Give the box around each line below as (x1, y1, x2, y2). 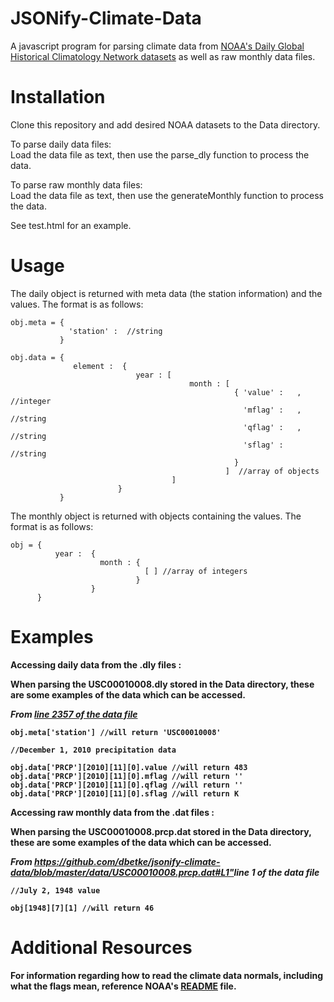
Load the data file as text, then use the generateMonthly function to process (10, 189, 324, 201)
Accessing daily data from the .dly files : (10, 658, 182, 671)
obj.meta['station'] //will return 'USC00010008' (10, 727, 222, 737)
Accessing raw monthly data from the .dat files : (10, 806, 215, 818)
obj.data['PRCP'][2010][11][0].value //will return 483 (10, 762, 248, 772)
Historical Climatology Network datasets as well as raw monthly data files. (10, 50, 316, 62)
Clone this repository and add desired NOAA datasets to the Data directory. (10, 118, 321, 131)
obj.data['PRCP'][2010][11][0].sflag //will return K (10, 788, 240, 799)
